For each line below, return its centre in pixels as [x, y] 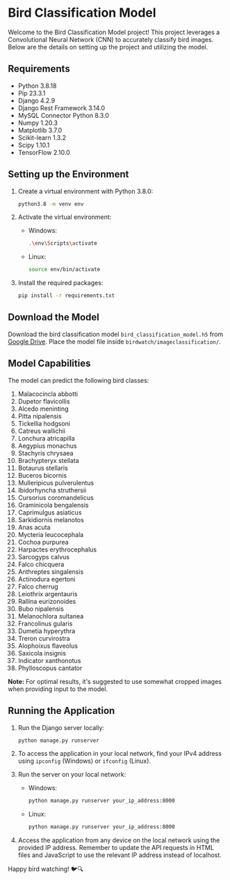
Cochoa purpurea [43, 542]
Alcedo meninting [43, 409]
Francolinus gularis [45, 623]
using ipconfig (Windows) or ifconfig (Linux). [84, 761]
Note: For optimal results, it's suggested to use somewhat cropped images [115, 681]
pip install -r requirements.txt [66, 296]
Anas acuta [34, 527]
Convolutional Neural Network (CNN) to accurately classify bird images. [111, 39]
